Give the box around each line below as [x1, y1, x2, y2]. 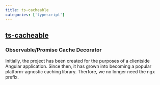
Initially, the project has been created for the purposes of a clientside [5, 58, 150, 64]
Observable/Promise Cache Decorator [5, 46, 102, 53]
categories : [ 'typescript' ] [5, 12, 65, 17]
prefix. [5, 74, 19, 80]
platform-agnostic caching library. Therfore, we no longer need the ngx [5, 69, 155, 75]
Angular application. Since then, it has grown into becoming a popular [5, 63, 152, 69]
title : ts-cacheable [5, 7, 49, 13]
